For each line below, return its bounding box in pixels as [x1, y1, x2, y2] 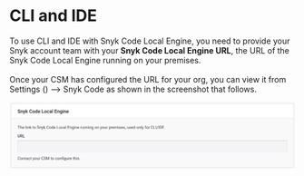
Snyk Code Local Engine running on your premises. [9, 54, 201, 65]
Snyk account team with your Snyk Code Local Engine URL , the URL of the [9, 44, 290, 55]
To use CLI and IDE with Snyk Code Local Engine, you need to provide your [9, 35, 290, 46]
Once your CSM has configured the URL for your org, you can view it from [9, 73, 287, 84]
